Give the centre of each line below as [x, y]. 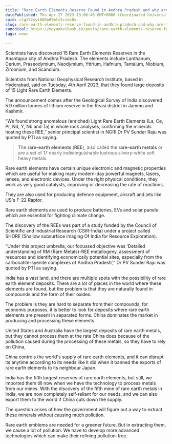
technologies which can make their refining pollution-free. [67, 436]
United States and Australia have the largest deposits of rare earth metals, [83, 331]
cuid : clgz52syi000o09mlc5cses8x [41, 20]
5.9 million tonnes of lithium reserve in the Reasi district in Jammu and [79, 105]
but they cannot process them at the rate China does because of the [77, 336]
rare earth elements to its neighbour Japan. [51, 368]
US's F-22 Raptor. [24, 200]
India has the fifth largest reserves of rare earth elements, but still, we [79, 378]
